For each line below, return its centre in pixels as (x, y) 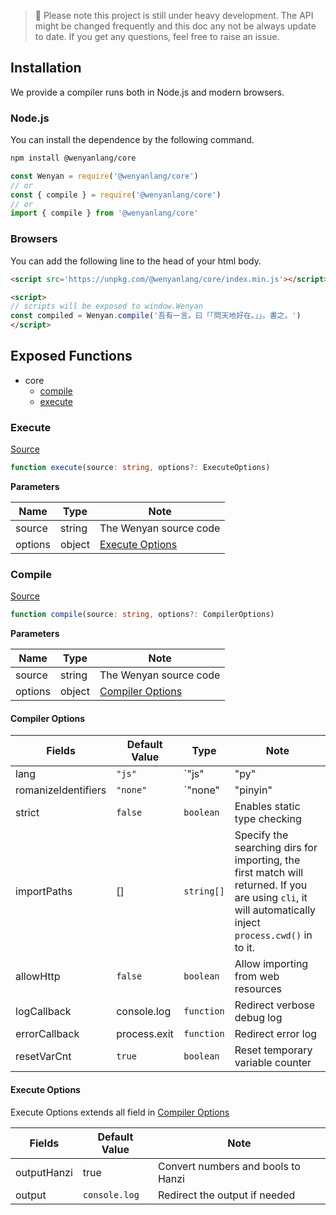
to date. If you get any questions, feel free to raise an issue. (157, 36)
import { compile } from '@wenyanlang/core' (104, 213)
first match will (269, 873)
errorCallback (47, 1034)
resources (258, 989)
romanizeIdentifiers (61, 790)
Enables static (267, 807)
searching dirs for (276, 848)
